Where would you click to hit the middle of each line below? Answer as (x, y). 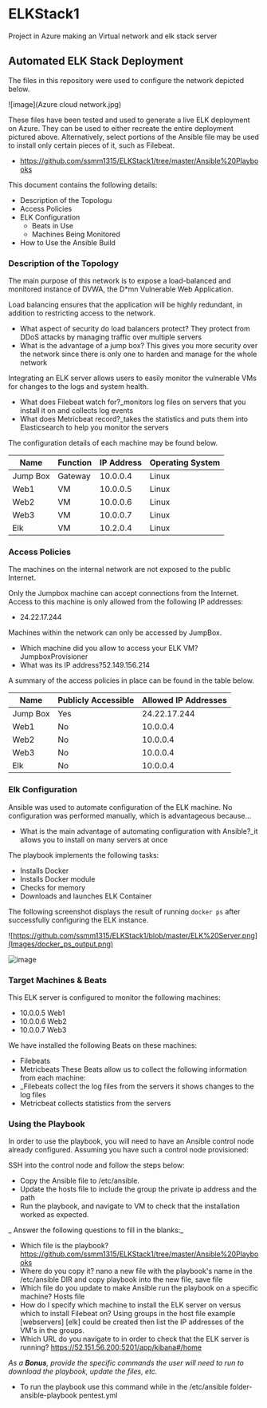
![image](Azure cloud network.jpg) (65, 104)
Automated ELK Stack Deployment (96, 61)
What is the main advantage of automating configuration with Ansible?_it (139, 831)
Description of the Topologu (66, 200)
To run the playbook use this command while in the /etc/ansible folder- (136, 1387)
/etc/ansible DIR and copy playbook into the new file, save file (121, 1279)
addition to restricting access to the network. (82, 313)
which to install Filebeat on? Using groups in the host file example (128, 1314)
